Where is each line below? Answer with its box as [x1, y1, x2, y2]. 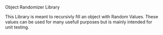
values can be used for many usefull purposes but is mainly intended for [5, 19, 152, 25]
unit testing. [5, 24, 30, 30]
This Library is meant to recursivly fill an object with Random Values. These [5, 14, 159, 19]
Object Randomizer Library [5, 4, 60, 10]
